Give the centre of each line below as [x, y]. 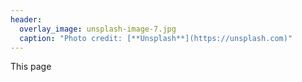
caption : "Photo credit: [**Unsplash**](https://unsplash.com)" [156, 38]
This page [31, 67]
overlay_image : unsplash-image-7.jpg [98, 29]
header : [26, 19]
